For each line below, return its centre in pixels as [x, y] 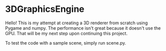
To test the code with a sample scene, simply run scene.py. [66, 43]
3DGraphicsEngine [45, 9]
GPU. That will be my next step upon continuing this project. [66, 33]
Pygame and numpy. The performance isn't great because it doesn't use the [83, 28]
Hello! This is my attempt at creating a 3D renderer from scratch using [77, 23]
